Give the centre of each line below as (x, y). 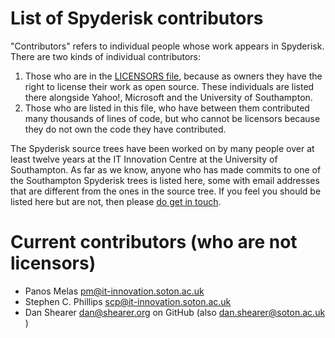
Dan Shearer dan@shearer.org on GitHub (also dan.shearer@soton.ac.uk (175, 312)
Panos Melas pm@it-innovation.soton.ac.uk (114, 291)
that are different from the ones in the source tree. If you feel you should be (166, 191)
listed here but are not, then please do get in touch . (116, 201)
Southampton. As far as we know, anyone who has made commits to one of (166, 169)
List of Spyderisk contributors (137, 18)
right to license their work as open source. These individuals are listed (169, 86)
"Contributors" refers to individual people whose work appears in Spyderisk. (167, 46)
